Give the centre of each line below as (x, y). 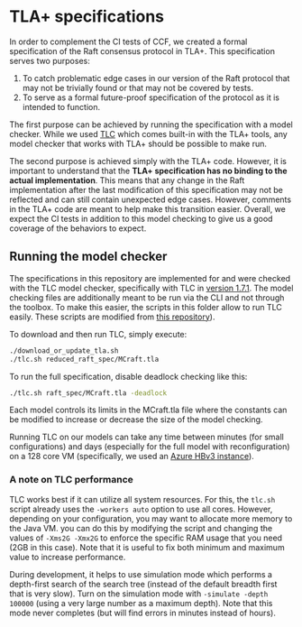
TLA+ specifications (87, 17)
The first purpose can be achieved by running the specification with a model (151, 124)
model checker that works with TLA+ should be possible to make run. (138, 143)
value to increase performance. (68, 557)
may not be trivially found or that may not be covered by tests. (138, 88)
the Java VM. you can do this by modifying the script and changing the (141, 528)
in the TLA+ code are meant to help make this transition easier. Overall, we (147, 208)
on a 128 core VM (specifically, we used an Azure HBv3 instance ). (132, 456)
